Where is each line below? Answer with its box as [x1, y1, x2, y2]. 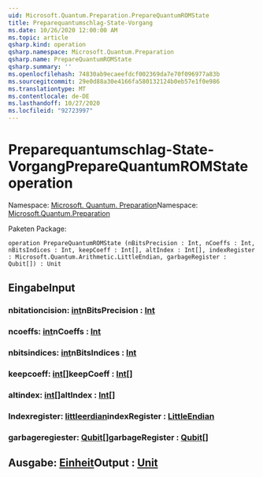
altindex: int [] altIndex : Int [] [8, 389, 116, 401]
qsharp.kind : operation [8, 41, 87, 49]
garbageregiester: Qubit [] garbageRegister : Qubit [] [8, 431, 209, 442]
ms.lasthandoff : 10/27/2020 [8, 99, 101, 107]
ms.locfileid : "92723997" [8, 107, 93, 115]
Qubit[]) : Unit [8, 259, 61, 268]
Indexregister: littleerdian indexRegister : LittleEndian [8, 411, 215, 422]
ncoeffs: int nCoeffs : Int [8, 326, 102, 337]
